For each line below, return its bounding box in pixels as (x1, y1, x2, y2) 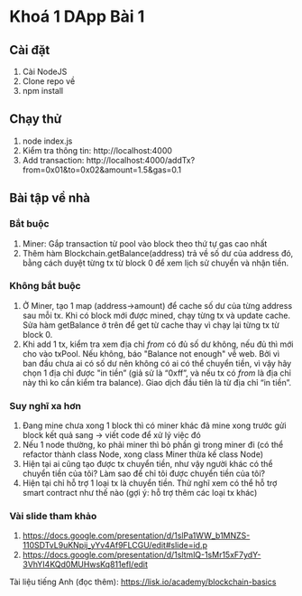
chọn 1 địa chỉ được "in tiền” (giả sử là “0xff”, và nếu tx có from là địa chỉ (22, 368, 291, 378)
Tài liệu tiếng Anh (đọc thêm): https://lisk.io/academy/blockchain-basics (9, 576, 277, 588)
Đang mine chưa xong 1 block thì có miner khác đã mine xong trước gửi (22, 420, 287, 431)
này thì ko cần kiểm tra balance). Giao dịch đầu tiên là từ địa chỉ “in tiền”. (22, 377, 292, 387)
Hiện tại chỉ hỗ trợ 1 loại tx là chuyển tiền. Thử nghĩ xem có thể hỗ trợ (22, 478, 278, 489)
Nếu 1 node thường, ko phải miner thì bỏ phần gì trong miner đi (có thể (22, 440, 284, 451)
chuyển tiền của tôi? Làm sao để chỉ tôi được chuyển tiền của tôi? (22, 468, 266, 480)
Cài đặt (9, 42, 50, 58)
